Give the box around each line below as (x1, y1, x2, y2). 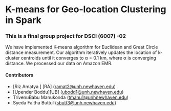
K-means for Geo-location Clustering (5, 4, 166, 15)
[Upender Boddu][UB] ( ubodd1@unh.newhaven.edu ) (12, 89, 124, 95)
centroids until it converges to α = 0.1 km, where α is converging (20, 55, 156, 61)
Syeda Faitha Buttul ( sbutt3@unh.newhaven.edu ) (12, 99, 117, 105)
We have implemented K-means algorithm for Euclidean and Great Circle (5, 44, 158, 50)
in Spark (5, 14, 42, 26)
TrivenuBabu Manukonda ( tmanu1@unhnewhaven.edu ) (12, 94, 129, 100)
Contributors (5, 72, 34, 78)
